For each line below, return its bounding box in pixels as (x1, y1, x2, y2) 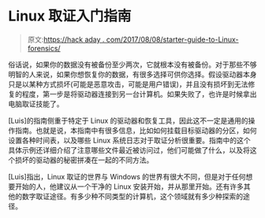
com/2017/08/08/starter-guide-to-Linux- (106, 35, 239, 44)
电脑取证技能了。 (8, 99, 64, 109)
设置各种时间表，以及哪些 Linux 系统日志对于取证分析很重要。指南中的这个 (8, 135, 251, 145)
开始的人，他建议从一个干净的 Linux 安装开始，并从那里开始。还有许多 (14, 182, 244, 191)
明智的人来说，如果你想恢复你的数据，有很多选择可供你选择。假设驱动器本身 (8, 69, 257, 79)
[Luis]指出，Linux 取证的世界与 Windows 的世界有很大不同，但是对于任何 (8, 172, 246, 181)
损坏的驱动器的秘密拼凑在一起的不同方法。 (14, 155, 154, 164)
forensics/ (27, 43, 61, 53)
